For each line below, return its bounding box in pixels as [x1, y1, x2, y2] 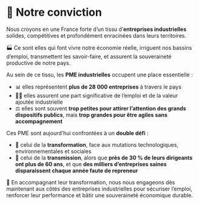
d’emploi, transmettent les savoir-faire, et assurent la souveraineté [6, 53, 172, 60]
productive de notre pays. [6, 59, 71, 66]
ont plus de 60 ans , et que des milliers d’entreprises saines [15, 160, 167, 167]
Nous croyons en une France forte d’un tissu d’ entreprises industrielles [6, 25, 187, 33]
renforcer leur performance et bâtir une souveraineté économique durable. [6, 191, 193, 199]
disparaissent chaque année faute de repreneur [15, 167, 138, 174]
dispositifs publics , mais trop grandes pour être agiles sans [15, 111, 168, 118]
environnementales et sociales [15, 147, 92, 155]
